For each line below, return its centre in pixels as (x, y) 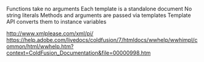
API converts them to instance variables (56, 22)
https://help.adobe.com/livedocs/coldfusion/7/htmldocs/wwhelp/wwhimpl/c (102, 40)
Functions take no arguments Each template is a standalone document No (99, 9)
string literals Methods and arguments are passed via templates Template (99, 15)
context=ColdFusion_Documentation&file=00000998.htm (78, 53)
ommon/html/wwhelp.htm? (40, 46)
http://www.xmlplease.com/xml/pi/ (50, 33)
